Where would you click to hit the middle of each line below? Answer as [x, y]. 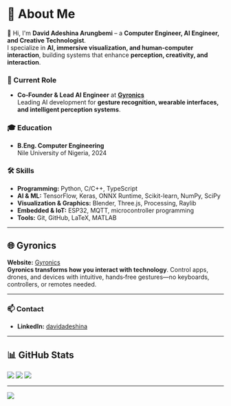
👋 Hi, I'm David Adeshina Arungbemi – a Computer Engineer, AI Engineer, [113, 33]
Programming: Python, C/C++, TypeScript [77, 188]
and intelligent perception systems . [69, 110]
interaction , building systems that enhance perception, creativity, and [108, 55]
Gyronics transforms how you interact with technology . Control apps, [108, 269]
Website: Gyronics [34, 262]
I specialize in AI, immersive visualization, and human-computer [100, 47]
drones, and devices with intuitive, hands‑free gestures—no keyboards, [108, 277]
